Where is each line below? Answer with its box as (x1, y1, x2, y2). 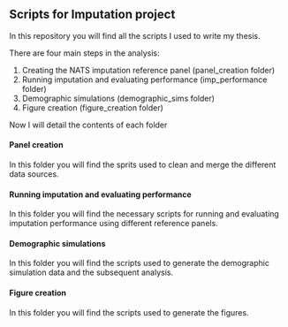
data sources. (9, 169, 59, 179)
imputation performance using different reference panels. (9, 218, 218, 229)
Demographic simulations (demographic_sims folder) (21, 93, 215, 103)
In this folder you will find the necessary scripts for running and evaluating (9, 209, 280, 219)
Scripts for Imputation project (9, 7, 176, 22)
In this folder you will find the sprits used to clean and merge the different (9, 159, 277, 171)
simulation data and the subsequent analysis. (9, 267, 174, 278)
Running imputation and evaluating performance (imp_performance (21, 74, 268, 85)
